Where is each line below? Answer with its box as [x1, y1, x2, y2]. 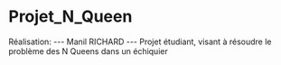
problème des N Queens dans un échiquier [8, 45, 168, 56]
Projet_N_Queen [8, 6, 133, 27]
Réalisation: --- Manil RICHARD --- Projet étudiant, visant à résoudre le [8, 36, 272, 47]
